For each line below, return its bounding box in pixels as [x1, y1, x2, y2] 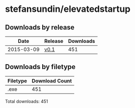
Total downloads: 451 [5, 98, 48, 104]
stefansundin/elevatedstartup [5, 3, 131, 15]
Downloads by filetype [5, 63, 76, 71]
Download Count [31, 77, 72, 84]
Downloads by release [5, 23, 75, 32]
